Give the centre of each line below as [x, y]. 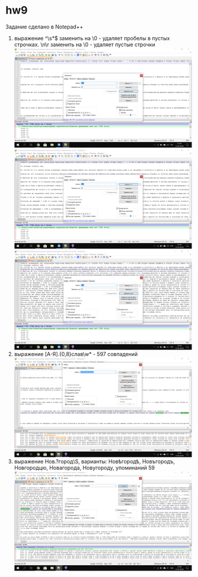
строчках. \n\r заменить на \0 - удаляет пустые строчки [85, 44]
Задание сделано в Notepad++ [44, 27]
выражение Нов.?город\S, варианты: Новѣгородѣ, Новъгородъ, [95, 461]
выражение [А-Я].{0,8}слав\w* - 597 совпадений [76, 354]
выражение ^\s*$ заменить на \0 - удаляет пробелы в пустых [92, 38]
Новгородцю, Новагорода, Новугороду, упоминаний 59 [84, 468]
